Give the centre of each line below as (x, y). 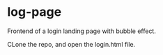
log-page (34, 12)
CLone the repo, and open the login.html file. (71, 44)
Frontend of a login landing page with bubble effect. (82, 31)
